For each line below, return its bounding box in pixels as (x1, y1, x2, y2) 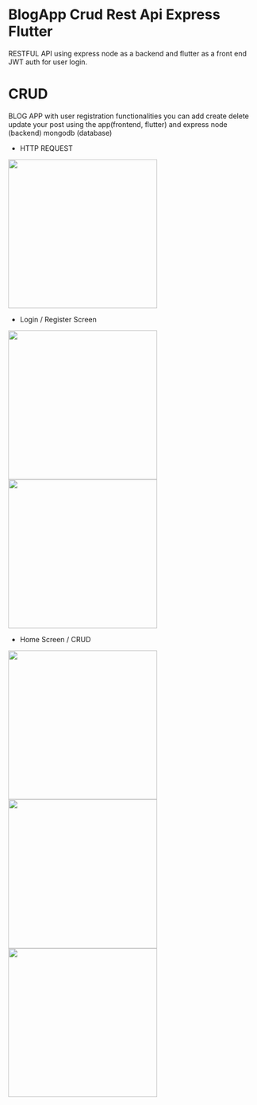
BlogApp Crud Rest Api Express (8, 6, 221, 24)
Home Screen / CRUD (19, 634, 91, 644)
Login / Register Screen (19, 314, 98, 324)
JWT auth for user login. (8, 57, 88, 67)
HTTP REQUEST (19, 143, 74, 152)
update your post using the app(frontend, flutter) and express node (8, 119, 228, 129)
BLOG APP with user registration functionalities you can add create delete (8, 111, 250, 121)
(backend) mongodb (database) (8, 128, 113, 137)
